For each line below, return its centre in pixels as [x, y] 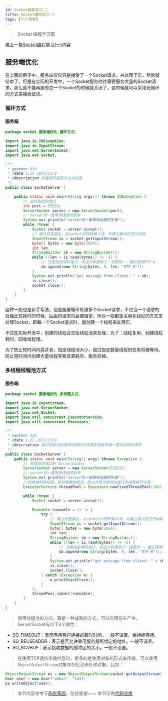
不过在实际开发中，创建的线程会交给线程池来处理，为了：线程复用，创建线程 [84, 333]
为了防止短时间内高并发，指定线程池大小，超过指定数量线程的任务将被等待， [84, 350]
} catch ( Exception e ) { [67, 575]
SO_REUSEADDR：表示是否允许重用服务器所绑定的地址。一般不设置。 [84, 641]
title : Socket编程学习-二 [30, 15]
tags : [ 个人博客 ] [22, 19]
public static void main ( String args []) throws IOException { [80, 196]
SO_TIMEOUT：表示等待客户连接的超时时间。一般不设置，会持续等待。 [85, 635]
